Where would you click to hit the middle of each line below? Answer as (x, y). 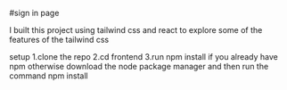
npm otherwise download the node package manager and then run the (139, 66)
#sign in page (34, 13)
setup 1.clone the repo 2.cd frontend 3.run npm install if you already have (143, 57)
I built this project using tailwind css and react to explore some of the (136, 30)
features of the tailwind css (59, 40)
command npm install (49, 76)
